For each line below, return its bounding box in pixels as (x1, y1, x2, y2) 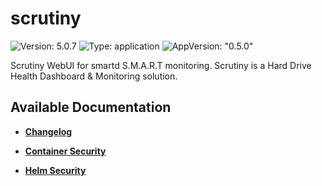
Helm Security (24, 164, 87, 176)
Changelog (24, 125, 73, 137)
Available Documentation (10, 99, 172, 116)
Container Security (24, 145, 107, 157)
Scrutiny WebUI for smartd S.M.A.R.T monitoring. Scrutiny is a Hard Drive (10, 59, 312, 71)
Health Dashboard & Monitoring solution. (10, 70, 178, 82)
